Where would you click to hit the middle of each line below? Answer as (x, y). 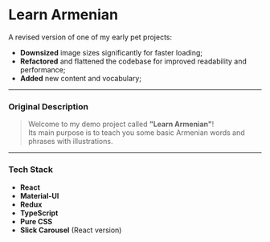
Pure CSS (36, 221)
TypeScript (39, 213)
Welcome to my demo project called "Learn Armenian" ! (121, 124)
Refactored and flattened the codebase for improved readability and (133, 61)
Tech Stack (31, 170)
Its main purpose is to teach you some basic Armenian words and (136, 133)
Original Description (49, 106)
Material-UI (39, 195)
